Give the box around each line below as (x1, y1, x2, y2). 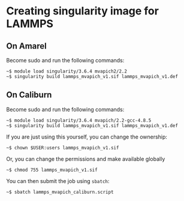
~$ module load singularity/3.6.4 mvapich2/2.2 (6, 68, 128, 74)
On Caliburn (6, 90, 52, 100)
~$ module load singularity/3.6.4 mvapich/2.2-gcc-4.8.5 (6, 117, 152, 124)
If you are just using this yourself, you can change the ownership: (6, 133, 168, 140)
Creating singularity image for (6, 4, 159, 18)
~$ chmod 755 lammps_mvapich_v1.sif (6, 167, 98, 173)
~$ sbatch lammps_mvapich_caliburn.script (6, 189, 114, 195)
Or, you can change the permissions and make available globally (6, 155, 165, 163)
